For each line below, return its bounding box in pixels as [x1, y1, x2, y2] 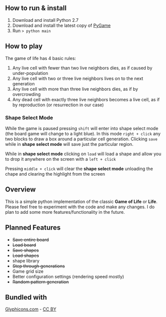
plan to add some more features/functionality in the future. [5, 209, 125, 215]
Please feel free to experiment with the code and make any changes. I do [5, 203, 155, 210]
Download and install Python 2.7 [12, 17, 79, 23]
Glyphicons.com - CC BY [5, 306, 57, 312]
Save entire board [12, 237, 49, 243]
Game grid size [12, 268, 44, 274]
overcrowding [12, 91, 41, 97]
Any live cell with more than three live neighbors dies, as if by [12, 86, 138, 92]
